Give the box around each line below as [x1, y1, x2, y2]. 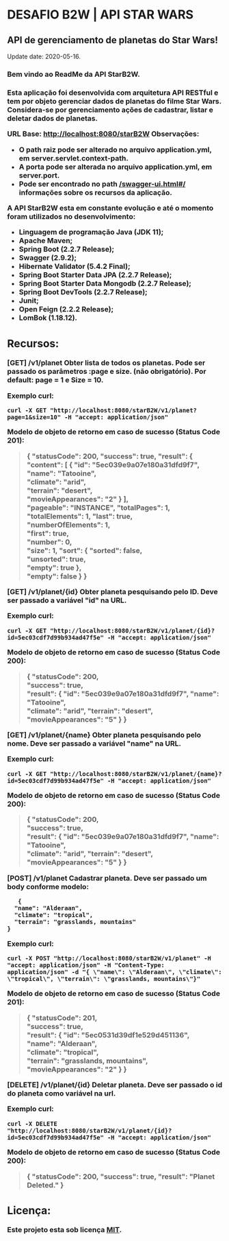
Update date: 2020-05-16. [7, 52, 81, 60]
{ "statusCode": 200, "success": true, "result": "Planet [27, 1172, 215, 1181]
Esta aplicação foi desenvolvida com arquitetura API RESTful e [7, 88, 219, 97]
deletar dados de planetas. [7, 113, 98, 123]
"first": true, [27, 528, 70, 538]
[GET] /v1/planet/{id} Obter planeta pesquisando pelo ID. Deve [7, 587, 218, 596]
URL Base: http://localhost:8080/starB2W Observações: [7, 129, 200, 139]
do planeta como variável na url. [7, 1089, 116, 1098]
